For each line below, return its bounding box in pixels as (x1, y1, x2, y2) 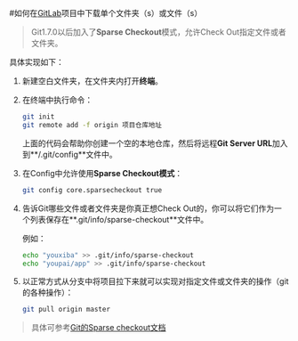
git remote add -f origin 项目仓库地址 (21, 120, 163, 129)
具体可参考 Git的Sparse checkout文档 (30, 322, 166, 333)
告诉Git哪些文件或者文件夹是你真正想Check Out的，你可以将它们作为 (21, 203, 275, 214)
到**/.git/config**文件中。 (21, 149, 117, 159)
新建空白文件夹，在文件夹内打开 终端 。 (21, 76, 163, 86)
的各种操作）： (21, 288, 74, 298)
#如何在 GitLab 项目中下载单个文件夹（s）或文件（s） (9, 8, 203, 18)
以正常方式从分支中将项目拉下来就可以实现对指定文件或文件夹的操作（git (21, 276, 289, 287)
